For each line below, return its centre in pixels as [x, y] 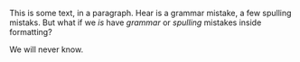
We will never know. [47, 49]
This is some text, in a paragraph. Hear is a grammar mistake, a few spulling [150, 13]
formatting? [31, 32]
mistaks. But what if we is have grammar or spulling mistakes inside [136, 22]
